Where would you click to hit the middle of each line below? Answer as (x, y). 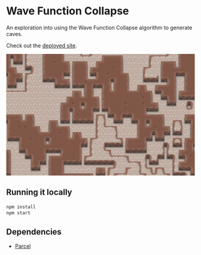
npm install (21, 207)
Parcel (23, 246)
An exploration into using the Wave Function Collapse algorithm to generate (99, 28)
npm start (19, 213)
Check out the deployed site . (42, 45)
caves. (14, 34)
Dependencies (34, 232)
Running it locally (39, 192)
